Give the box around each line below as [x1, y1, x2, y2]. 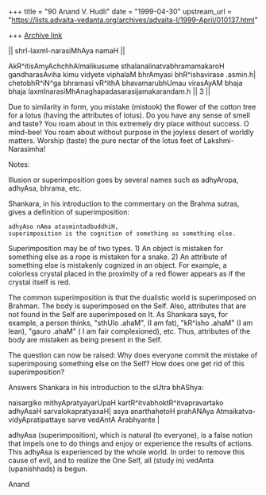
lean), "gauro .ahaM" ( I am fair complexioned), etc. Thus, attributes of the [8, 327, 251, 336]
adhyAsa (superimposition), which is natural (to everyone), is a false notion [8, 431, 253, 439]
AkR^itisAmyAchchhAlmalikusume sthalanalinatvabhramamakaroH [8, 61, 225, 71]
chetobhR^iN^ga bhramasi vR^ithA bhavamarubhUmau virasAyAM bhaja [8, 79, 243, 87]
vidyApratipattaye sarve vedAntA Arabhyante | [8, 415, 160, 424]
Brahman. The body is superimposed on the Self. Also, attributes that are [8, 301, 247, 311]
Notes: [8, 160, 30, 169]
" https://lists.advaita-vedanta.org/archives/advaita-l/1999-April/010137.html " [8, 15, 258, 25]
